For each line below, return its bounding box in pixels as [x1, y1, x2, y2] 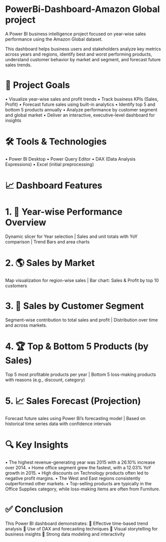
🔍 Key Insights [5, 439, 68, 450]
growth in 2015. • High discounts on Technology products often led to [5, 470, 149, 476]
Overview [5, 217, 46, 228]
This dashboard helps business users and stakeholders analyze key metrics [5, 46, 161, 52]
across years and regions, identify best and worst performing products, [5, 51, 152, 57]
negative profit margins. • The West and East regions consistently [5, 475, 141, 481]
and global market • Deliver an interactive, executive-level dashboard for [5, 112, 155, 118]
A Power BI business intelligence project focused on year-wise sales [5, 31, 146, 37]
